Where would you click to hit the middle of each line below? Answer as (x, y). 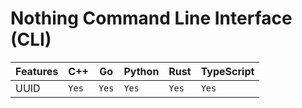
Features (37, 71)
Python (141, 71)
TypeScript (227, 71)
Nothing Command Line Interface (151, 18)
